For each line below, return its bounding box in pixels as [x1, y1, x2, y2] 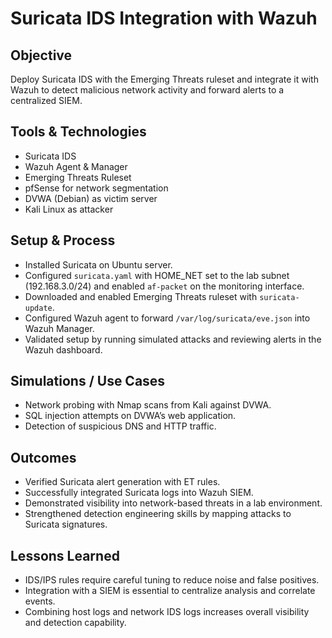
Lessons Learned [10, 547, 120, 564]
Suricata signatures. [24, 518, 108, 531]
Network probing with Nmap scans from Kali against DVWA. [24, 399, 272, 411]
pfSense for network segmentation [24, 182, 169, 194]
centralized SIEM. [10, 95, 83, 106]
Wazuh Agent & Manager [24, 160, 128, 172]
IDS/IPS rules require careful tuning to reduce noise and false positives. [24, 574, 320, 586]
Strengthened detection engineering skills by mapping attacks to [24, 508, 292, 520]
